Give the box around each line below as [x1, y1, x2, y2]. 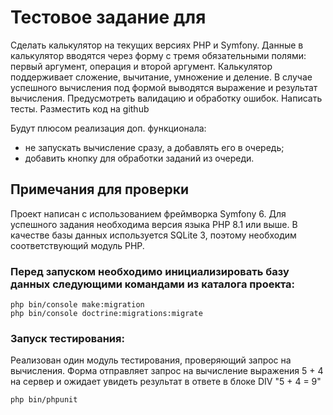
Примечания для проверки [10, 181, 190, 198]
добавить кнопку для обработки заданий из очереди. [24, 152, 255, 164]
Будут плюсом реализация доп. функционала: [10, 122, 207, 134]
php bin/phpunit [10, 395, 78, 405]
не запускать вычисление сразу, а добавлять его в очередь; [24, 141, 285, 153]
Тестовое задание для [10, 6, 207, 29]
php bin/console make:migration [10, 300, 145, 310]
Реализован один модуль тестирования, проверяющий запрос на [10, 354, 292, 366]
